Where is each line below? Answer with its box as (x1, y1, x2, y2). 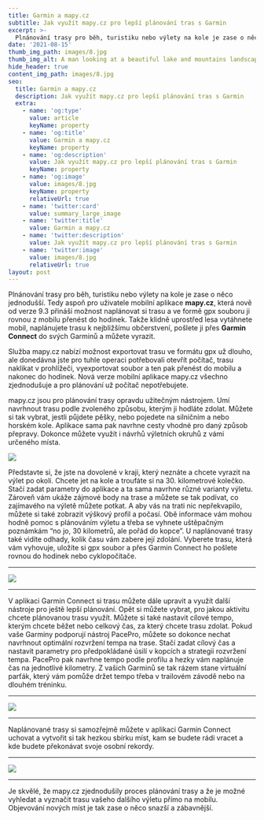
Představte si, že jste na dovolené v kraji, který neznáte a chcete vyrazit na (8, 468, 251, 477)
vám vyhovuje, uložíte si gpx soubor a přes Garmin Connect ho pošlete (8, 543, 238, 553)
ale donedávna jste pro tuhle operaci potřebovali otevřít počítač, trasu (8, 356, 234, 365)
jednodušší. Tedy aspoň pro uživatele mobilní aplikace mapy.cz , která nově (8, 298, 252, 307)
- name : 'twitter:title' (22, 217, 104, 225)
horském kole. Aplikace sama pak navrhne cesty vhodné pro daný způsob (8, 421, 248, 430)
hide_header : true (8, 63, 68, 71)
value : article (28, 114, 79, 122)
